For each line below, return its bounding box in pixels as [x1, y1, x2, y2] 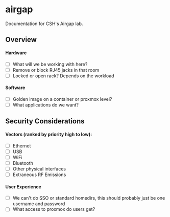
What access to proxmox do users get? [12, 206, 95, 212]
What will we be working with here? [12, 61, 88, 67]
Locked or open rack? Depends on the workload [12, 73, 114, 79]
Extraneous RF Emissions [12, 171, 66, 178]
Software [5, 84, 26, 91]
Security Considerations [5, 117, 85, 126]
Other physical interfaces [12, 165, 66, 172]
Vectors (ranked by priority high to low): [5, 132, 92, 138]
